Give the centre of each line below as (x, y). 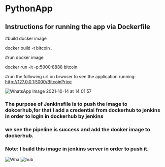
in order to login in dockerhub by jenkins (54, 116)
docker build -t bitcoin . (29, 48)
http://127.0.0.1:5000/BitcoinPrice (39, 82)
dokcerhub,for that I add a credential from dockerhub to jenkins (83, 110)
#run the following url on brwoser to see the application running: (70, 76)
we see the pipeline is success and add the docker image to (78, 129)
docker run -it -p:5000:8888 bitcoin (41, 67)
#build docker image (26, 38)
